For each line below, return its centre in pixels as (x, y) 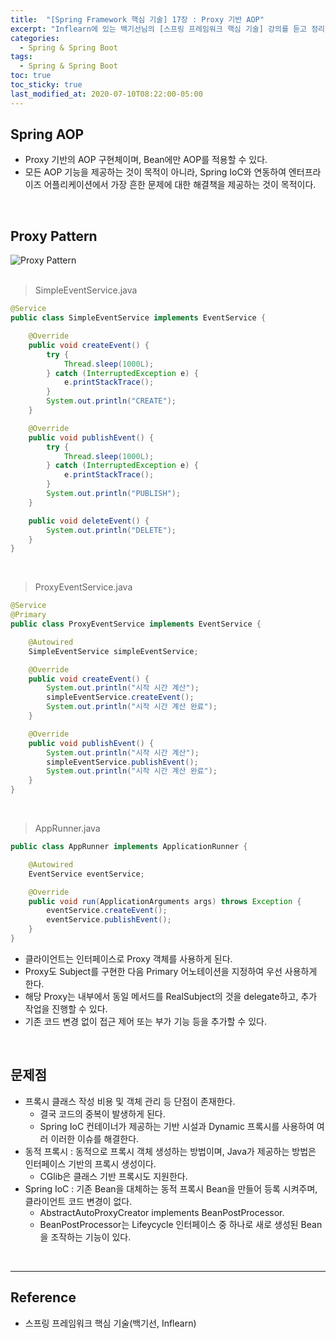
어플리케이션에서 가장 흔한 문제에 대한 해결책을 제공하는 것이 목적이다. (180, 185)
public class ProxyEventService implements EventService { (136, 624)
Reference (43, 1297)
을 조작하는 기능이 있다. (85, 1237)
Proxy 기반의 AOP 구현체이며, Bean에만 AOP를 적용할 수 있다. (146, 160)
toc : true (31, 76)
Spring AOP (47, 134)
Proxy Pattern (54, 236)
